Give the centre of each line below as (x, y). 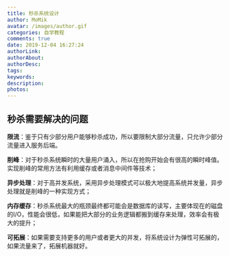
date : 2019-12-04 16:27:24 (46, 45)
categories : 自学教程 (36, 32)
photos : (18, 89)
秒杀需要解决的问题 (48, 119)
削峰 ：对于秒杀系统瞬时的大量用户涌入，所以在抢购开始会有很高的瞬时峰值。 (115, 159)
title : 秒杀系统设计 (33, 13)
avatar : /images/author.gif (47, 26)
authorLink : (24, 52)
